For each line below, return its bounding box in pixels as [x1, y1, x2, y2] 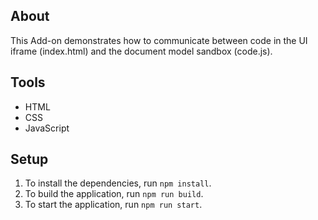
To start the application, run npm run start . [24, 199, 203, 211]
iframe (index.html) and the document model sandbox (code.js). [10, 45, 273, 57]
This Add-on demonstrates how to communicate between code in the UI [10, 34, 308, 46]
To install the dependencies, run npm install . [24, 177, 212, 189]
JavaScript [24, 122, 70, 134]
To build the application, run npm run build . [24, 188, 204, 200]
